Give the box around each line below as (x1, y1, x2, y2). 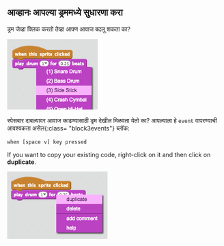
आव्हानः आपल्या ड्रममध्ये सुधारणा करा (7, 7, 123, 18)
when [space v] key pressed (7, 138, 87, 146)
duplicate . (7, 158, 36, 166)
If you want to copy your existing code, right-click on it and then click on (7, 150, 211, 159)
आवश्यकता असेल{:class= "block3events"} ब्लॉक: (7, 124, 130, 132)
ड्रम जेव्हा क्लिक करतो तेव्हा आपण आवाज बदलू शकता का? (7, 25, 131, 33)
